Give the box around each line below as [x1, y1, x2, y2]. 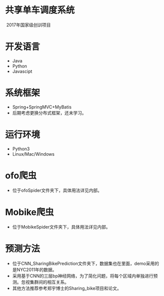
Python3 [12, 146, 30, 152]
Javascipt [12, 68, 33, 74]
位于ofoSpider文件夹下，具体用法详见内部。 [12, 187, 103, 193]
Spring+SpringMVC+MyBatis [12, 104, 72, 110]
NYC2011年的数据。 [16, 266, 57, 273]
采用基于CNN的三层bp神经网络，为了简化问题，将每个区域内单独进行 [12, 273, 154, 279]
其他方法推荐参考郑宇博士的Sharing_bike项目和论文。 [12, 285, 121, 291]
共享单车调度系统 [5, 4, 75, 16]
